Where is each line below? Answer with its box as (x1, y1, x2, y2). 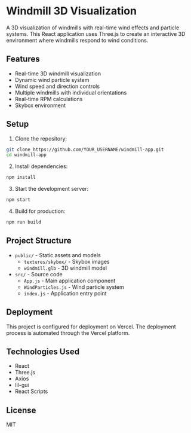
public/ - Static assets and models (14, 251, 101, 258)
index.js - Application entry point (23, 289, 107, 297)
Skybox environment (14, 102, 66, 109)
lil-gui (14, 382, 29, 389)
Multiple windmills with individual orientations (14, 89, 127, 96)
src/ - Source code (14, 270, 63, 278)
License (6, 405, 36, 415)
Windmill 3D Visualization (6, 4, 137, 18)
